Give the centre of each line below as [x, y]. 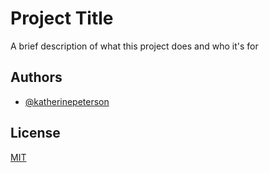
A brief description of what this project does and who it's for [134, 46]
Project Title [62, 18]
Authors [36, 77]
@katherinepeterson [67, 101]
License [35, 133]
